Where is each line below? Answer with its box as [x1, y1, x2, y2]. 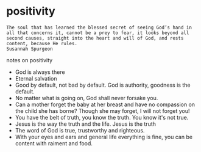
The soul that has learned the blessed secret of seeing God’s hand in [6, 24, 192, 31]
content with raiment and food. [15, 139, 93, 147]
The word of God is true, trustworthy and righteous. [15, 126, 145, 134]
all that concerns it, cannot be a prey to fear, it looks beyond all [6, 29, 189, 36]
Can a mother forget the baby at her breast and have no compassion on [15, 101, 196, 108]
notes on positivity [6, 56, 53, 63]
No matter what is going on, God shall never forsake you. [15, 94, 158, 101]
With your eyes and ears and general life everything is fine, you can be [15, 133, 193, 140]
